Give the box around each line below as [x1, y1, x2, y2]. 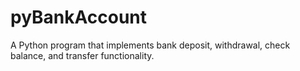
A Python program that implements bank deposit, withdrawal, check [10, 39, 291, 51]
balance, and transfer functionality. [10, 49, 155, 61]
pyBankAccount [10, 6, 148, 29]
